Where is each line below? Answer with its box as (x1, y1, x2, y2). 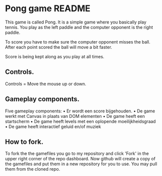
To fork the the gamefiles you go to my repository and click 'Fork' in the (5, 151, 149, 156)
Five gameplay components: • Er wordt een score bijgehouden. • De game (5, 108, 155, 114)
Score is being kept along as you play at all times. (5, 53, 104, 59)
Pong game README (5, 3, 91, 14)
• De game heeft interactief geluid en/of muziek (5, 123, 101, 130)
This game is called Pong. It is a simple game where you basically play (5, 19, 146, 25)
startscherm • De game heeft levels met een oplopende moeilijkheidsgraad (5, 118, 156, 124)
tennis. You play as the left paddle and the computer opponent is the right (5, 24, 153, 30)
